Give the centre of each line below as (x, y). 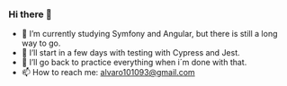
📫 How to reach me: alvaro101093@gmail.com (108, 73)
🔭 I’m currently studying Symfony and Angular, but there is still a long (149, 34)
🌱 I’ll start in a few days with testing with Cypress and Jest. (130, 53)
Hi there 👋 (31, 14)
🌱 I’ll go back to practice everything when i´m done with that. (134, 63)
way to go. (41, 43)
